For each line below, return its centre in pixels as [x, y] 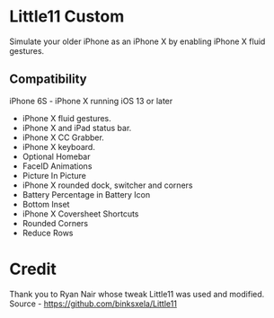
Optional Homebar [56, 156]
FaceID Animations [57, 166]
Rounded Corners [55, 223]
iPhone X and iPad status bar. [77, 128]
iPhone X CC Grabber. [63, 137]
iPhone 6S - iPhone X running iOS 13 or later [91, 101]
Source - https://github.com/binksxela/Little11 [93, 304]
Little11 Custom [67, 17]
